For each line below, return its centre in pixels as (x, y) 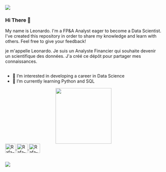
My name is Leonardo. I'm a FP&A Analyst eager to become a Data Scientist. (83, 31)
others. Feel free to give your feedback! (45, 42)
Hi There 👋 (18, 20)
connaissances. (21, 61)
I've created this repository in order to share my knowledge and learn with (81, 36)
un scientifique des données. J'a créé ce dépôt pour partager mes (73, 56)
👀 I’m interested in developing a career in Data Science (68, 76)
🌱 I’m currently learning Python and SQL (53, 81)
